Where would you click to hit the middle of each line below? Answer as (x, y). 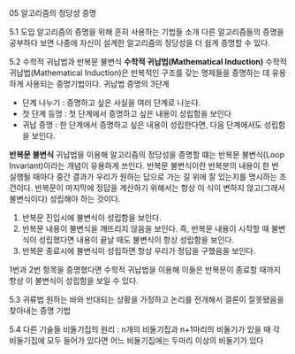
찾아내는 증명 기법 (40, 311)
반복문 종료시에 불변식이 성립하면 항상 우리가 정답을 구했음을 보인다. (139, 251)
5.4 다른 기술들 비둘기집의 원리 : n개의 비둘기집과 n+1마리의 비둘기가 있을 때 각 (145, 329)
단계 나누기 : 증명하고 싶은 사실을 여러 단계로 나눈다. (111, 103)
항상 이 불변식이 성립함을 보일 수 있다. (74, 281)
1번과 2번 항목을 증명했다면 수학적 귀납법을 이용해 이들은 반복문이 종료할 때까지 (145, 269)
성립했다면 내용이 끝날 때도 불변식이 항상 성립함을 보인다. (136, 240)
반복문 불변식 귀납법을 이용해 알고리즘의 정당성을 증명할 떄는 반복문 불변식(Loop (147, 154)
